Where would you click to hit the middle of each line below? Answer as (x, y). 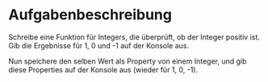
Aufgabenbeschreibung (90, 15)
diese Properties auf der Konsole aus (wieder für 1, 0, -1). (103, 69)
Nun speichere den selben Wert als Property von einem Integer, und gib (128, 61)
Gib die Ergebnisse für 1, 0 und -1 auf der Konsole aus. (99, 45)
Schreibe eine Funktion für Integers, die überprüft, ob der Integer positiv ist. (134, 37)
